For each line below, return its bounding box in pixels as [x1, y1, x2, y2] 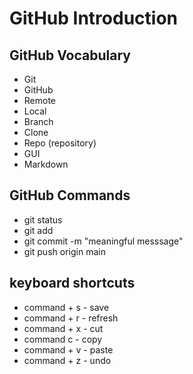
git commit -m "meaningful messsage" [23, 235, 184, 247]
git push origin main [23, 245, 106, 257]
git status [23, 213, 63, 226]
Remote [23, 95, 57, 106]
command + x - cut [23, 322, 104, 334]
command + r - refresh [23, 312, 119, 324]
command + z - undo [23, 354, 112, 366]
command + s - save [23, 301, 110, 313]
